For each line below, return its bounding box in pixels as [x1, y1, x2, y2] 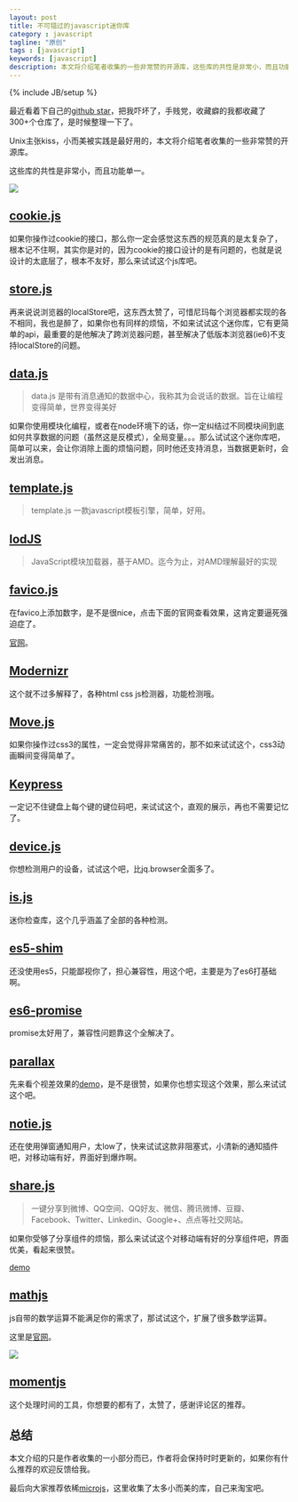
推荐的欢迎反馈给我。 [16, 1464, 95, 1474]
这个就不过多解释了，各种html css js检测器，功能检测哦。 [9, 688, 219, 699]
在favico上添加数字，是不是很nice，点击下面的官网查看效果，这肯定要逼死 [9, 606, 281, 618]
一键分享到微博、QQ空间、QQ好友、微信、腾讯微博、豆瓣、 [30, 1202, 250, 1214]
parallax [9, 1054, 55, 1069]
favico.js [9, 582, 59, 598]
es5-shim [9, 941, 64, 956]
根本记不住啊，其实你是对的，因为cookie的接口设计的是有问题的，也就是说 [9, 244, 283, 254]
